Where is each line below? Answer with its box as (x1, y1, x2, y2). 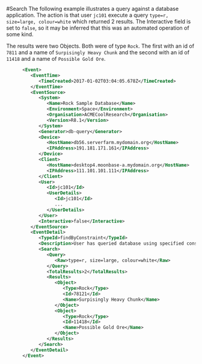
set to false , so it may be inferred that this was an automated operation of (6, 24, 189, 31)
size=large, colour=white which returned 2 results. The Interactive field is (6, 18, 191, 25)
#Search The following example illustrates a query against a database (6, 5, 179, 12)
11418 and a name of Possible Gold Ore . (6, 55, 106, 62)
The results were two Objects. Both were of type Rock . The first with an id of (6, 42, 194, 49)
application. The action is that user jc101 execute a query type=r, (6, 11, 169, 19)
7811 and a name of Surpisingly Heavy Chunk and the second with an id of (6, 49, 190, 56)
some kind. (6, 31, 34, 38)
